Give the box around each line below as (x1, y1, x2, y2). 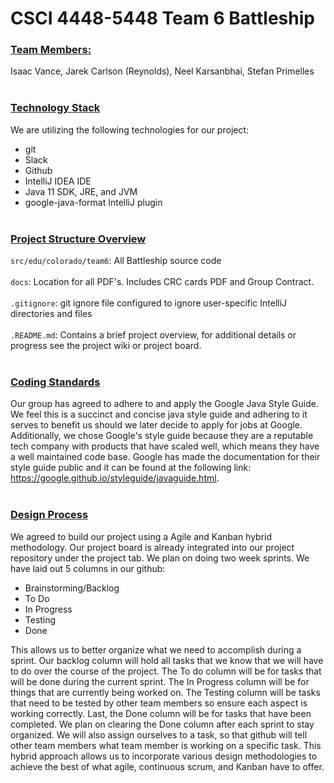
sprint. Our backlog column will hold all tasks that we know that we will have (10, 654, 324, 666)
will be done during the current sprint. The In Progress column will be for (10, 675, 310, 687)
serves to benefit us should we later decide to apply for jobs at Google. (10, 419, 303, 431)
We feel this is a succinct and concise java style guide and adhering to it (10, 408, 308, 421)
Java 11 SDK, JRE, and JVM (24, 185, 138, 197)
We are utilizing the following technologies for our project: (10, 123, 250, 136)
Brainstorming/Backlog (24, 582, 120, 594)
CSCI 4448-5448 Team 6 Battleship (10, 7, 315, 30)
